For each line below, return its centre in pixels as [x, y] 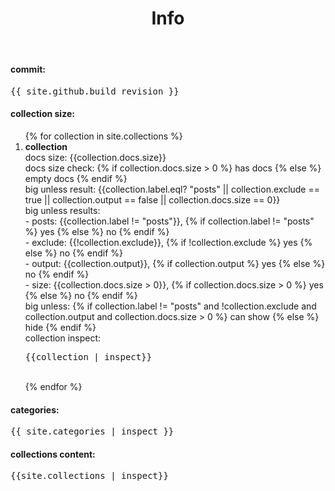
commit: [28, 69]
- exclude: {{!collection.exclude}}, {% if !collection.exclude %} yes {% [168, 242]
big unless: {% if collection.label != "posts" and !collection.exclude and [170, 306]
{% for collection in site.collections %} [103, 136]
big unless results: [62, 210]
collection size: [42, 114]
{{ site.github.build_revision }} [95, 91]
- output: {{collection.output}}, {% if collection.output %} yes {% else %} [175, 263]
